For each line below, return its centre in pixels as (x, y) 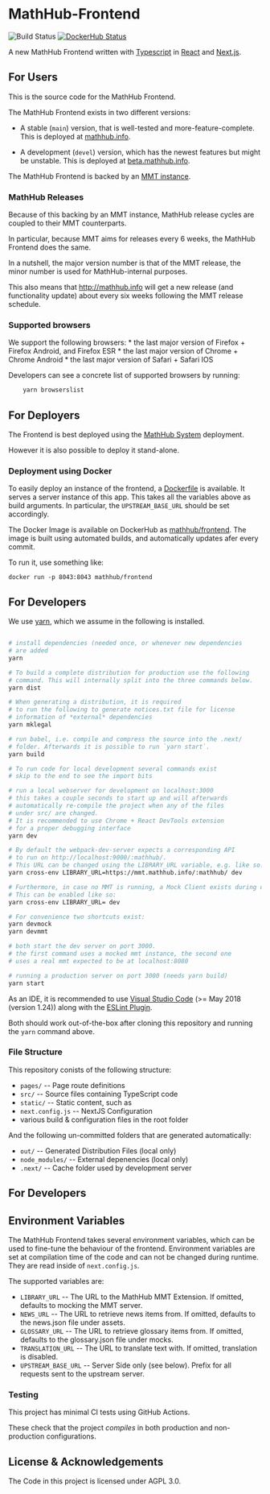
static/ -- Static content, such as (76, 1102)
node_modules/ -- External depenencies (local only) (104, 1159)
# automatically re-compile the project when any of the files (117, 806)
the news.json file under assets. (73, 1322)
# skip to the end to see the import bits (80, 776)
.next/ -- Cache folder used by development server (106, 1168)
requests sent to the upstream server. (82, 1374)
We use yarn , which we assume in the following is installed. (106, 622)
